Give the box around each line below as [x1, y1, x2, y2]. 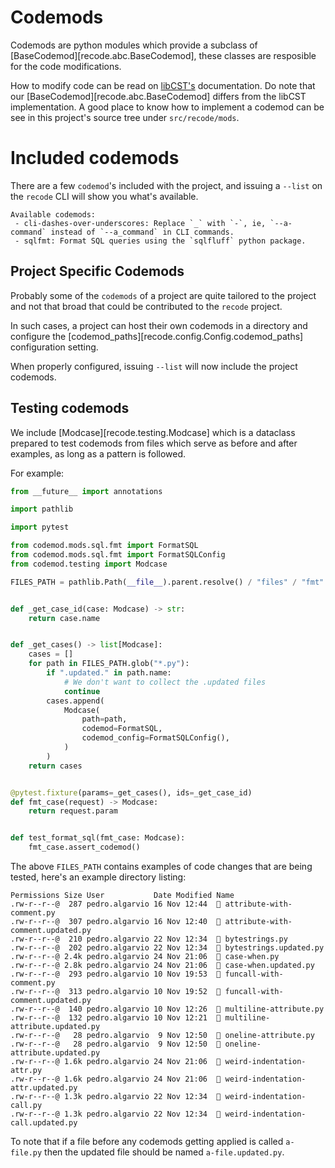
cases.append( [46, 696, 105, 706]
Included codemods [10, 147, 180, 170]
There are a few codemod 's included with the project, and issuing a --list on [10, 179, 323, 191]
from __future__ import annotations [10, 486, 163, 496]
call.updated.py [10, 1118, 78, 1128]
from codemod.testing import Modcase [10, 559, 168, 569]
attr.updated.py [10, 1083, 78, 1093]
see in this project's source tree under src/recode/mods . [10, 111, 240, 123]
